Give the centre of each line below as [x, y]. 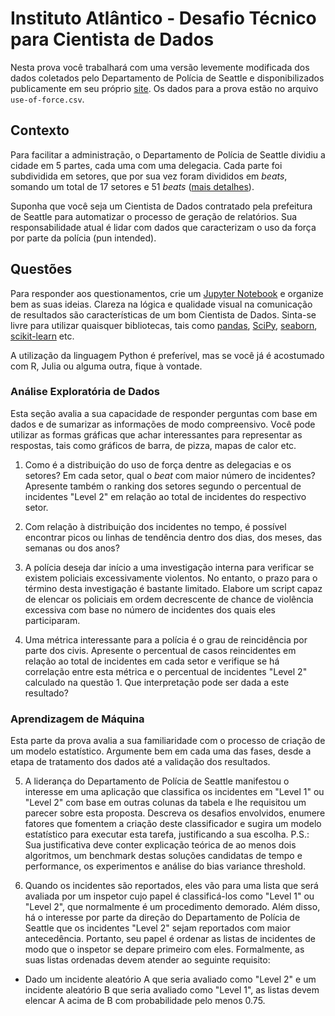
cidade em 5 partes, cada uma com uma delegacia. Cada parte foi [146, 165]
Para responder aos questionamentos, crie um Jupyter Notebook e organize [167, 293]
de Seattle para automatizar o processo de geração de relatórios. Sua [154, 216]
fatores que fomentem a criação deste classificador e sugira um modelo [173, 824]
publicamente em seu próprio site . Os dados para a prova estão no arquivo [164, 88]
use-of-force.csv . [47, 99]
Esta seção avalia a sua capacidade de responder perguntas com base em [164, 413]
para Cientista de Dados [112, 39]
